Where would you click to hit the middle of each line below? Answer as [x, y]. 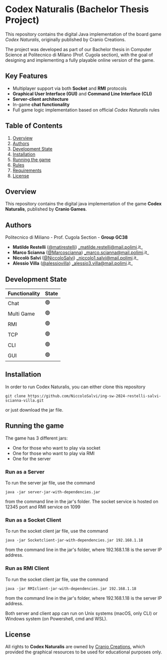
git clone [16, 396]
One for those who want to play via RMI [53, 453]
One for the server [32, 459]
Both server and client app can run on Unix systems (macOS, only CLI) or [81, 613]
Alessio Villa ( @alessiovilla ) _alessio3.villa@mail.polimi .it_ [72, 263]
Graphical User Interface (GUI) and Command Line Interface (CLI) [82, 94]
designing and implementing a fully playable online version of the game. [80, 60]
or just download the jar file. [34, 410]
